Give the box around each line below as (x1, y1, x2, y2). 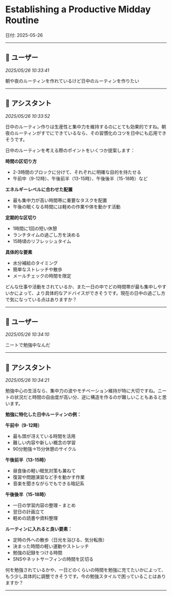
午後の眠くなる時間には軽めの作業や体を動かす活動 (12, 203, 121, 209)
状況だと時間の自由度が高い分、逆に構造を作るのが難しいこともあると (14, 394, 162, 400)
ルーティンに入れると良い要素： (5, 526, 73, 532)
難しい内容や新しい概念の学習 (12, 439, 76, 446)
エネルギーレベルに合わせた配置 (5, 186, 73, 193)
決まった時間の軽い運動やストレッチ (12, 543, 90, 549)
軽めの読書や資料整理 (12, 515, 58, 521)
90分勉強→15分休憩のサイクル (12, 446, 77, 452)
